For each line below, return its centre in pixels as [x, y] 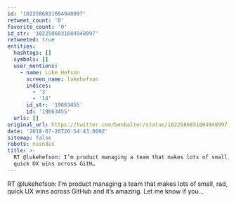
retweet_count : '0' [36, 20]
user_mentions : [36, 66]
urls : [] [26, 118]
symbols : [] [31, 60]
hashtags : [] [33, 53]
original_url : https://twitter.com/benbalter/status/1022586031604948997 [118, 124]
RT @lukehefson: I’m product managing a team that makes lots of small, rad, [118, 184]
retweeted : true [31, 40]
